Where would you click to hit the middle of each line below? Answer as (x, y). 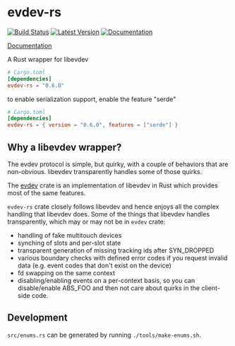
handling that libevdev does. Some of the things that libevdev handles (109, 214)
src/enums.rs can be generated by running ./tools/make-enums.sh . (104, 335)
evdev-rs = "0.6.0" (36, 86)
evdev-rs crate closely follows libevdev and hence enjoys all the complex (113, 207)
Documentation (30, 45)
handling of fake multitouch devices (70, 235)
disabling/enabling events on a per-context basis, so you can (106, 281)
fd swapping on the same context (66, 273)
